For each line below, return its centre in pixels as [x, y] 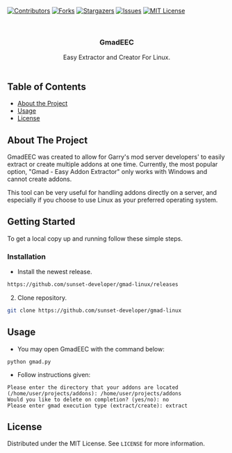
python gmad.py [29, 362]
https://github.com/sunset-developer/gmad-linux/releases [93, 285]
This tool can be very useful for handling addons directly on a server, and [112, 192]
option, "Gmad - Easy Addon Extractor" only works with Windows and [107, 171]
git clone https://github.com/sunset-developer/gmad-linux [94, 310]
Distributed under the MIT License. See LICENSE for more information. [106, 444]
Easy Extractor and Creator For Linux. [117, 57]
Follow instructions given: [54, 374]
